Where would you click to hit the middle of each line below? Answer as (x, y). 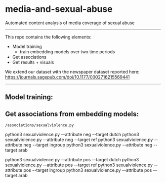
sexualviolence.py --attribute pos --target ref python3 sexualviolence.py (79, 165)
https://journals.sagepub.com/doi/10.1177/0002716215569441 (67, 77)
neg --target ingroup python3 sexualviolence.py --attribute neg (88, 145)
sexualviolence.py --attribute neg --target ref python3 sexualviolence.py (79, 140)
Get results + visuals (33, 62)
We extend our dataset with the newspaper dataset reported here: (72, 72)
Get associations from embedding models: (72, 114)
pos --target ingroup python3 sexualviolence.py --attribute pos (88, 170)
